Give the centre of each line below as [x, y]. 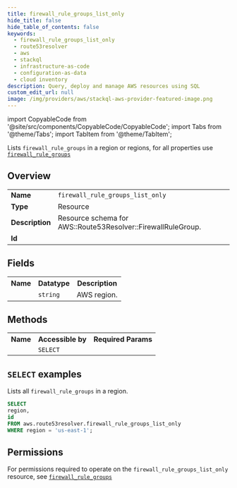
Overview [29, 176]
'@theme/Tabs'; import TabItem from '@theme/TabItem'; [90, 134]
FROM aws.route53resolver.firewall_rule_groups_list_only [94, 424]
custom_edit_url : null [41, 92]
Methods [28, 320]
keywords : [22, 33]
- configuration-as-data [50, 73]
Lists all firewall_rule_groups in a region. [68, 391]
